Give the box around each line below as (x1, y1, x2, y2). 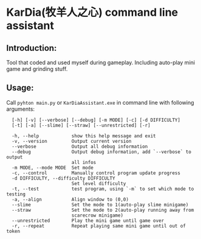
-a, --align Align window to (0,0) (12, 196, 129, 203)
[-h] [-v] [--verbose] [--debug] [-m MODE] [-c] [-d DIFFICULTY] (12, 117, 181, 123)
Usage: (6, 83, 35, 93)
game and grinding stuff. (6, 65, 68, 73)
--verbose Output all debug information (12, 143, 148, 149)
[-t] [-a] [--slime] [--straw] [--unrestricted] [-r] (12, 122, 151, 128)
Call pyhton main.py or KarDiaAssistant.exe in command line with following (6, 99, 194, 106)
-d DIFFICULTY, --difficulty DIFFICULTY (12, 175, 115, 182)
